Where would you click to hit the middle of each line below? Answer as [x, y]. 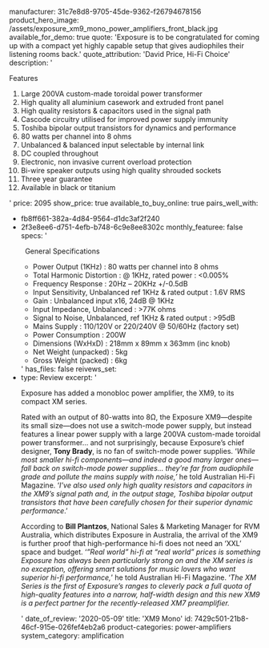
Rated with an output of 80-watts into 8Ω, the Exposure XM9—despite [137, 417]
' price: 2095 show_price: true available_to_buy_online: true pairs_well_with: [134, 203]
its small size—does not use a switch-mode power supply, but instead [136, 425]
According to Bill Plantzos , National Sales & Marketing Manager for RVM [140, 526]
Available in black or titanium [68, 187]
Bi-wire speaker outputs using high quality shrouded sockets [121, 170]
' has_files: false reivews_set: [68, 369]
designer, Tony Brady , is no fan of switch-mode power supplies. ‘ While [138, 451]
